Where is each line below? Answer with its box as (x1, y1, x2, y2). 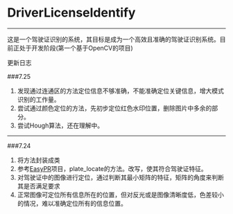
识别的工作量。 (17, 95, 60, 103)
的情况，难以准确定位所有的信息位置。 (17, 199, 127, 207)
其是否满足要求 (17, 181, 60, 190)
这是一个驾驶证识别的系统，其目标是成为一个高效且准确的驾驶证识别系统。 (7, 35, 220, 43)
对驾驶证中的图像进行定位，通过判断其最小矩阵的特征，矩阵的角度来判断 (17, 173, 224, 181)
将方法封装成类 (17, 156, 60, 164)
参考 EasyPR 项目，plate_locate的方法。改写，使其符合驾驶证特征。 (17, 164, 208, 172)
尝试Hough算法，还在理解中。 (17, 121, 104, 130)
